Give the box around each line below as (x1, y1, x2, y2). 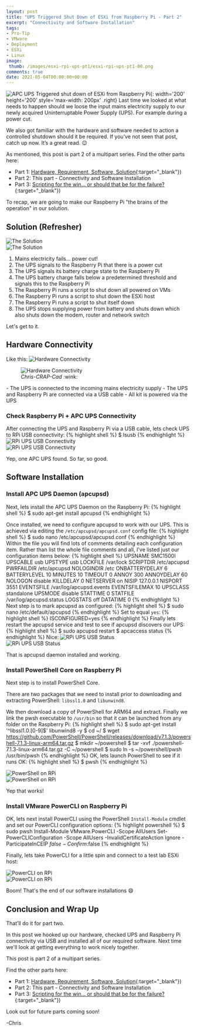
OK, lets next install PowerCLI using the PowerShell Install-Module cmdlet (6, 816, 186, 823)
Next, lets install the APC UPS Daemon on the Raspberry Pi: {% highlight (6, 503, 181, 510)
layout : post (6, 8, 38, 15)
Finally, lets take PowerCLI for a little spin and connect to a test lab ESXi (6, 852, 179, 859)
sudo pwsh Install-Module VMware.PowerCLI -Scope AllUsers (6, 828, 157, 835)
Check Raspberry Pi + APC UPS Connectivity (6, 411, 137, 420)
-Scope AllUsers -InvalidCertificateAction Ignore (63, 834, 181, 842)
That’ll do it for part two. (6, 920, 64, 927)
